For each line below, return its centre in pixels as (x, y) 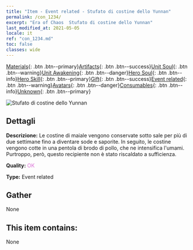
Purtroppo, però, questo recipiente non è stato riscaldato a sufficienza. (91, 154)
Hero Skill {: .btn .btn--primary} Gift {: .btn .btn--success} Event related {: (102, 79)
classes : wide (23, 50)
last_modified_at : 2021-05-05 (43, 28)
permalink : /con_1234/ (34, 17)
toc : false (19, 45)
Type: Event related (30, 177)
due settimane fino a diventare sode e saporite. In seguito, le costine (89, 141)
